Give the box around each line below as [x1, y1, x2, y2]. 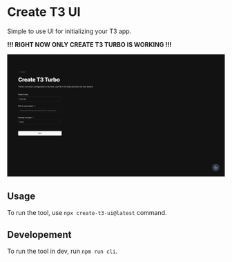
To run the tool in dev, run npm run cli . [7, 247, 118, 256]
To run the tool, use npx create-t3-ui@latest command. [7, 209, 167, 217]
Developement [7, 229, 72, 241]
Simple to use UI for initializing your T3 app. [7, 27, 132, 35]
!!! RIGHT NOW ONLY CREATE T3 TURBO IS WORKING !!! [7, 40, 172, 48]
